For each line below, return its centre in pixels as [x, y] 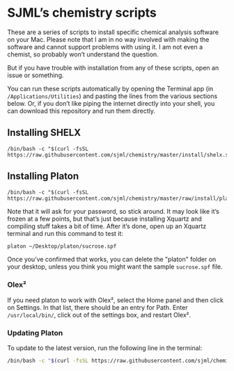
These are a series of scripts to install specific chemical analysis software [113, 32]
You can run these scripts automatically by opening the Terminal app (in [110, 88]
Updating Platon [35, 333]
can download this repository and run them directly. [81, 111]
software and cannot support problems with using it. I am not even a [105, 47]
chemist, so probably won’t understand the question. [83, 54]
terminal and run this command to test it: [65, 233]
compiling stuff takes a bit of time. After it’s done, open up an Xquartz [107, 226]
